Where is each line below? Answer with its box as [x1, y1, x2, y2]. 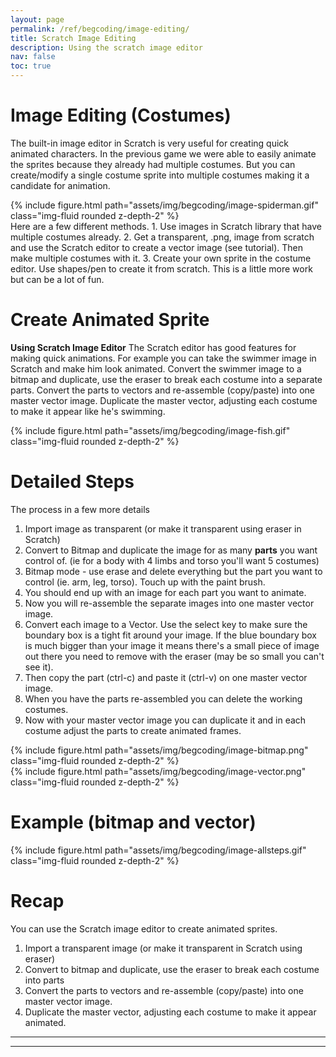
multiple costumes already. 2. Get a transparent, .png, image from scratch [10, 231, 315, 243]
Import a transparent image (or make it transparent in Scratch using [24, 942, 303, 954]
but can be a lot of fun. [10, 273, 105, 285]
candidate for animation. [10, 179, 111, 191]
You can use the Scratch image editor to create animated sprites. [10, 922, 278, 935]
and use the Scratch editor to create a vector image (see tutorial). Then [10, 241, 303, 253]
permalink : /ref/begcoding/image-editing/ [10, 24, 190, 34]
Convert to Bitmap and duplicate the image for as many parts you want [24, 544, 318, 556]
